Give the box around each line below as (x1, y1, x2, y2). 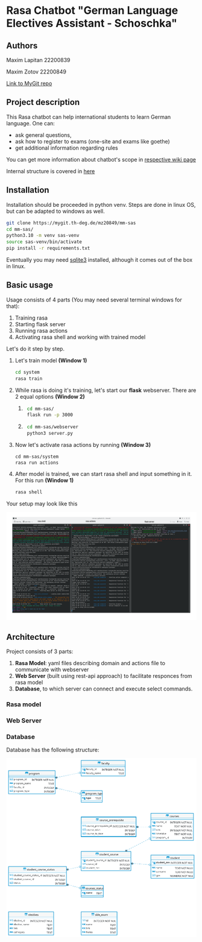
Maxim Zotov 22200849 (6, 68, 66, 75)
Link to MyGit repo (6, 80, 52, 87)
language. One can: (6, 119, 55, 127)
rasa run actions (14, 460, 59, 466)
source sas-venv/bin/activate (6, 239, 83, 245)
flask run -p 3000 (27, 412, 74, 418)
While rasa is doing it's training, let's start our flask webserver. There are (14, 387, 197, 394)
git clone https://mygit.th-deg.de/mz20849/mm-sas (6, 220, 136, 226)
